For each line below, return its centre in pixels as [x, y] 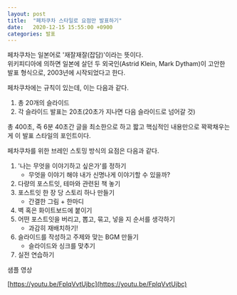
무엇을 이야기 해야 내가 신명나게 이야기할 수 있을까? [99, 175]
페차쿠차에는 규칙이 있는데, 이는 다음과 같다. [68, 88]
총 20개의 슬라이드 [43, 103]
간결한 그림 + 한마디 [56, 202]
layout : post [27, 14]
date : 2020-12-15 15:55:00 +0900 [60, 27]
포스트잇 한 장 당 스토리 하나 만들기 [66, 193]
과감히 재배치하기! [53, 228]
